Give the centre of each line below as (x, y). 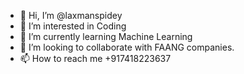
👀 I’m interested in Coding (73, 26)
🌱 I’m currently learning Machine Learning (106, 36)
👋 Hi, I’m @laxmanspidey (71, 15)
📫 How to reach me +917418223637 (95, 58)
